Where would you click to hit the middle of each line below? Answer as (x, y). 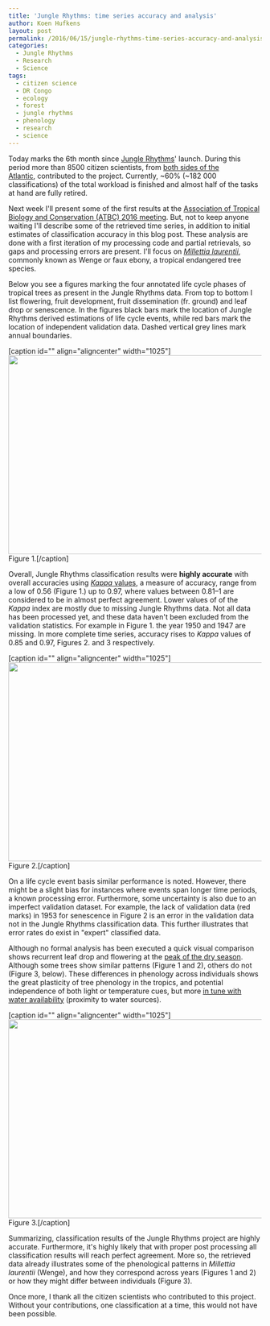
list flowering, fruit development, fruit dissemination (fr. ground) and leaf (128, 301)
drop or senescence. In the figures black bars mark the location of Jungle (130, 309)
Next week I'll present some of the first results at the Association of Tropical (134, 208)
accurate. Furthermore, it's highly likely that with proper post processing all (133, 1246)
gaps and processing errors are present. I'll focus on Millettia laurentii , (125, 251)
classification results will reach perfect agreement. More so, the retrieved (130, 1255)
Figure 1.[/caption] (39, 558)
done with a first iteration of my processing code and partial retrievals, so (130, 242)
